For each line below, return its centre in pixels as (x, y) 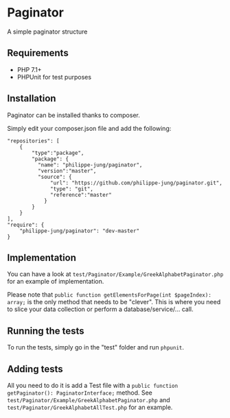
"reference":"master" (81, 195)
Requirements (38, 53)
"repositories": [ (33, 141)
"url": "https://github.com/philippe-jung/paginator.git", (137, 183)
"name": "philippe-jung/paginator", (90, 165)
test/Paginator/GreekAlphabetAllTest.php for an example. (90, 407)
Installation (32, 98)
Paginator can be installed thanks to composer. (74, 115)
